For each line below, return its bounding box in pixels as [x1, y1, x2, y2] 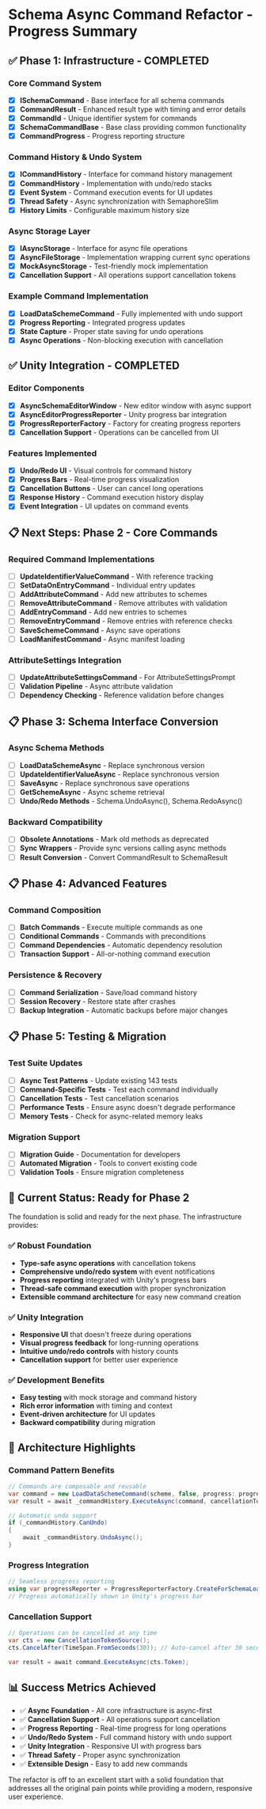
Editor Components [8, 382, 85, 393]
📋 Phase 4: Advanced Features [8, 876, 168, 890]
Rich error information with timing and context [19, 1401, 173, 1411]
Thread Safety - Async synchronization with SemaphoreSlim [19, 196, 219, 206]
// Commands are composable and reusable [8, 1482, 147, 1490]
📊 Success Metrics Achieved [8, 1681, 157, 1694]
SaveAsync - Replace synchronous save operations [19, 778, 190, 788]
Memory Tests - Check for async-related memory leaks [19, 1111, 203, 1121]
